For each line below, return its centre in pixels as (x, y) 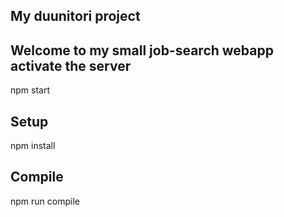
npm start (30, 90)
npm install (33, 146)
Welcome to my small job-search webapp (142, 50)
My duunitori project (75, 16)
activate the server (71, 65)
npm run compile (45, 201)
